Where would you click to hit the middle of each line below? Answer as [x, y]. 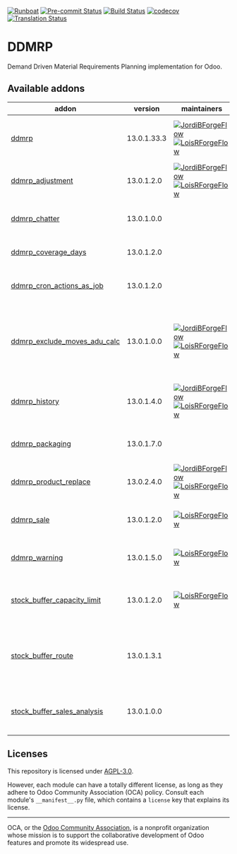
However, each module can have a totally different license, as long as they [115, 785]
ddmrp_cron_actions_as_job [57, 285]
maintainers [202, 108]
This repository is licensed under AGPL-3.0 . [71, 771]
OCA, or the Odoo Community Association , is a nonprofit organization [108, 827]
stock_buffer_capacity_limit [56, 600]
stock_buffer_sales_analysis [57, 711]
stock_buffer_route [42, 656]
